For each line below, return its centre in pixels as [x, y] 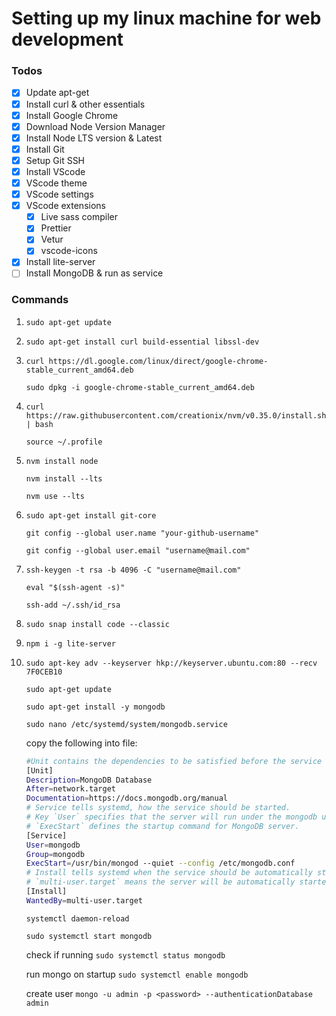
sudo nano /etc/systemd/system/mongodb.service [126, 724]
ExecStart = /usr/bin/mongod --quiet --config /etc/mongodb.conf [160, 863]
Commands [40, 300]
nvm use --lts [55, 496]
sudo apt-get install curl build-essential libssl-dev [142, 342]
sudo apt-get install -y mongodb [95, 707]
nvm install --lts [64, 478]
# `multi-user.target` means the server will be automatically [160, 882]
